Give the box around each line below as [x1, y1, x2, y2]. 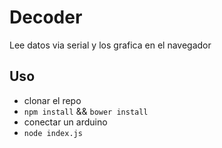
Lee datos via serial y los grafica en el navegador [9, 39, 212, 51]
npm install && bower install [23, 105, 149, 117]
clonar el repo [23, 94, 82, 106]
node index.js [23, 128, 83, 138]
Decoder [9, 6, 83, 29]
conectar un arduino [23, 116, 108, 128]
